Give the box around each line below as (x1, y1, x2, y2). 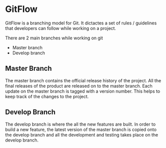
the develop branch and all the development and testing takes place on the (5, 132, 158, 138)
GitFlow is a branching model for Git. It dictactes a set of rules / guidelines (5, 20, 157, 26)
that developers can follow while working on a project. (5, 25, 116, 31)
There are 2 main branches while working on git (5, 35, 103, 41)
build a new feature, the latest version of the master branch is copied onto (5, 126, 157, 133)
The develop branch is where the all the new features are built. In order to (5, 121, 156, 127)
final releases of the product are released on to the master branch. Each (5, 83, 153, 89)
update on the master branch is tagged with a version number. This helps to (5, 88, 161, 94)
